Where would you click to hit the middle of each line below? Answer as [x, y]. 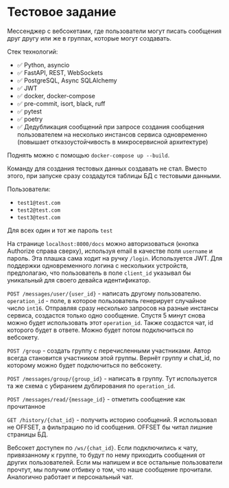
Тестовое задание [62, 12]
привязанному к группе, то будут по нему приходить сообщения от [106, 455]
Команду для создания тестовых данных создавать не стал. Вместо [107, 168]
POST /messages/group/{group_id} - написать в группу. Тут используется [112, 378]
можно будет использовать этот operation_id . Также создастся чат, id [110, 322]
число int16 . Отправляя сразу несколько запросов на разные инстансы [113, 308]
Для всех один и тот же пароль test [60, 230]
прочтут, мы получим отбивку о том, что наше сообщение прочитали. [110, 469]
